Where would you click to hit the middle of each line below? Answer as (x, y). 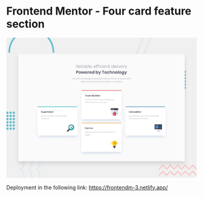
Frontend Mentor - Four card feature (99, 11)
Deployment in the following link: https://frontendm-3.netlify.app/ (87, 187)
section (26, 24)
